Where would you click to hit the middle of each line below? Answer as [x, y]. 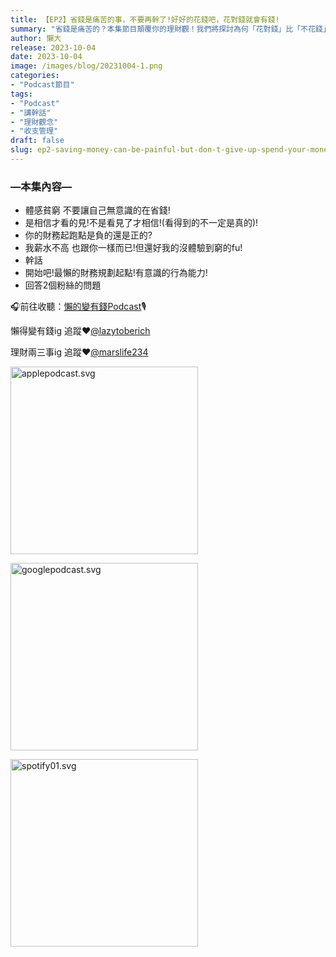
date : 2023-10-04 [46, 57]
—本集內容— [41, 186]
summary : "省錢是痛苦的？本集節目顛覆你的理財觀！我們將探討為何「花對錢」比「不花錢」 [170, 29]
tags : [21, 94]
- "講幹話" [31, 112]
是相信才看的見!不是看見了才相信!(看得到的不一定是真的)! [141, 223]
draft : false [37, 141]
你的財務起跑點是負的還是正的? [88, 235]
